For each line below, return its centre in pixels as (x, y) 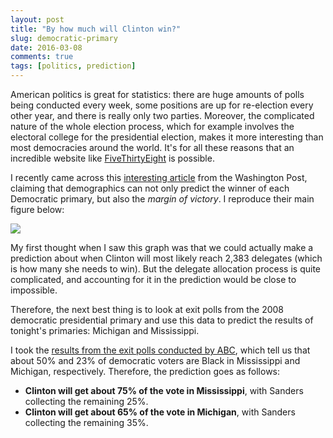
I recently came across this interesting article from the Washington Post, (159, 177)
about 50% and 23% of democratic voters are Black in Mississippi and (155, 360)
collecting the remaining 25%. (86, 401)
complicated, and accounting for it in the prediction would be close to (153, 279)
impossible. (34, 290)
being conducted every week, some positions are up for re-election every (162, 105)
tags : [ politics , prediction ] (73, 66)
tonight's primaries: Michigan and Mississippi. (105, 330)
